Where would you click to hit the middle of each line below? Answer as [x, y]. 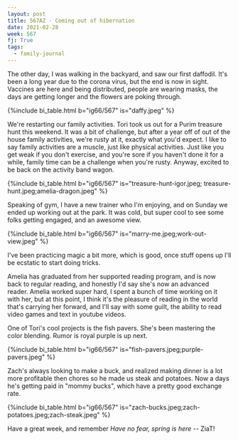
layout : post [27, 14]
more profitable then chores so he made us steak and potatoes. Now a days [118, 378]
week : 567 [22, 34]
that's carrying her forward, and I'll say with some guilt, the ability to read [115, 306]
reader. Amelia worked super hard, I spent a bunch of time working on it [113, 291]
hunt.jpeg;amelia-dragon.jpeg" [52, 191]
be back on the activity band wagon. [61, 169]
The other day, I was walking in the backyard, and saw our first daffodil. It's [118, 74]
